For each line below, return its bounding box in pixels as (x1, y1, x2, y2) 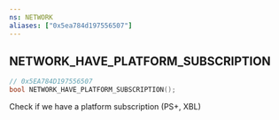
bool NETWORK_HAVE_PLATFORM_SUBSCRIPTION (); (9, 86, 176, 94)
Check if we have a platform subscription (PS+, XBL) (9, 101, 202, 112)
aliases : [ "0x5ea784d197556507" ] (9, 21, 133, 30)
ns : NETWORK (9, 12, 53, 22)
